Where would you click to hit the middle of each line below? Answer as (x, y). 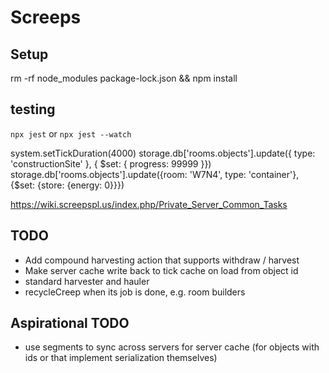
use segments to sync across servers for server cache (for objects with (172, 347)
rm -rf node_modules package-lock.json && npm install (124, 78)
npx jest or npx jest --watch (71, 133)
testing (33, 109)
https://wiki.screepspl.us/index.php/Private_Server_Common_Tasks (149, 204)
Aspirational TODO (70, 323)
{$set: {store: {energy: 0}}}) (67, 185)
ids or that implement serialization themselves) (121, 358)
